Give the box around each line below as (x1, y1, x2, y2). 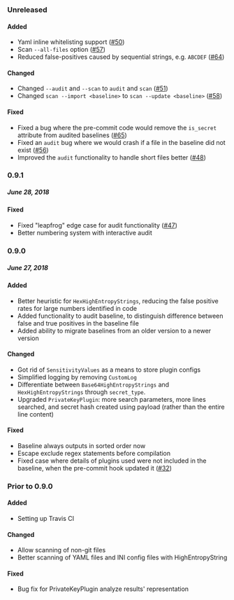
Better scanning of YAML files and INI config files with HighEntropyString (17, 553, 228, 561)
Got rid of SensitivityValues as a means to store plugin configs (17, 365, 201, 374)
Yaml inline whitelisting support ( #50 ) (17, 38, 125, 46)
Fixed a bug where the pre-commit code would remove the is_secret (17, 123, 217, 132)
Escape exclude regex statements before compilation (17, 449, 171, 457)
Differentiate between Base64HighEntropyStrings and (17, 380, 170, 389)
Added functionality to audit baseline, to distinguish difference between (17, 312, 224, 320)
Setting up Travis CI (17, 515, 75, 523)
